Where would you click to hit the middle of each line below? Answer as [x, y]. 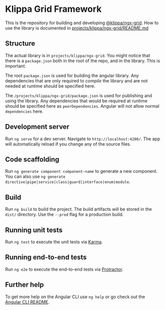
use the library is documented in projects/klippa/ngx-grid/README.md [77, 28]
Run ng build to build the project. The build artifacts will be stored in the [79, 209]
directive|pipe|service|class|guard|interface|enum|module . [68, 182]
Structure [20, 44]
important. [16, 66]
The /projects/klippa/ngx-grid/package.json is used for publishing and [79, 95]
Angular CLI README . [27, 302]
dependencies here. [24, 111]
